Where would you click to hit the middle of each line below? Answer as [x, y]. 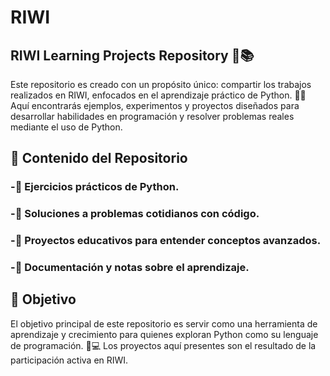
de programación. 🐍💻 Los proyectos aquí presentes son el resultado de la [163, 345]
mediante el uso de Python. [66, 127]
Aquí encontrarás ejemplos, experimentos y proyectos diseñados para [155, 105]
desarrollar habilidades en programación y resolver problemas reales [152, 116]
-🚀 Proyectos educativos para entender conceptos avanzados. [166, 241]
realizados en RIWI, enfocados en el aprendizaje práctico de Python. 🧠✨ [158, 95]
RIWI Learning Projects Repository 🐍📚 [132, 55]
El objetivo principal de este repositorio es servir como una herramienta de [164, 323]
